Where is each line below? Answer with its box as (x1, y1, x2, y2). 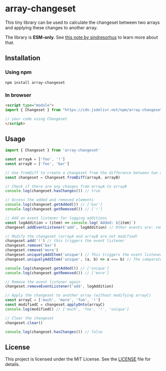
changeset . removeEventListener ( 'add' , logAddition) (5, 284, 114, 289)
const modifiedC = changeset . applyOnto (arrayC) (5, 302, 105, 308)
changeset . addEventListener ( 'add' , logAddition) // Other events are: (5, 225, 154, 230)
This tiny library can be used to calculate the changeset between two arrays (5, 19, 160, 25)
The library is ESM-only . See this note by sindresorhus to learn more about (5, 34, 158, 40)
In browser (5, 91, 32, 98)
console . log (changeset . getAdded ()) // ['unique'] (5, 266, 110, 271)
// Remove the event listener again (5, 279, 81, 284)
